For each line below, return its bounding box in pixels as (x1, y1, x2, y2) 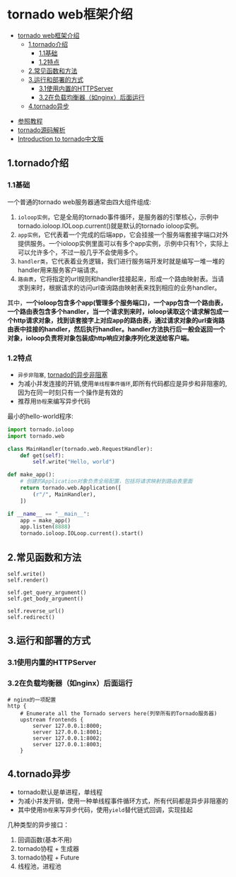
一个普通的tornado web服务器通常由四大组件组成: (7, 197, 152, 206)
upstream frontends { (20, 716, 83, 723)
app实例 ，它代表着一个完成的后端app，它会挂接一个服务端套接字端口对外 (17, 230, 229, 239)
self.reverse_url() (7, 607, 65, 615)
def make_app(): (7, 471, 55, 478)
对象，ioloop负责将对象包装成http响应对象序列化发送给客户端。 (7, 334, 193, 342)
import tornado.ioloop (7, 425, 74, 433)
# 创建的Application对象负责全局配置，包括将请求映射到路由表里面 (20, 478, 193, 485)
